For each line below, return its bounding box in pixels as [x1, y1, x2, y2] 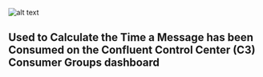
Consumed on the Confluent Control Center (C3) [8, 43, 256, 57]
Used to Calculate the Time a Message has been [8, 30, 254, 44]
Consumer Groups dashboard [8, 56, 160, 70]
